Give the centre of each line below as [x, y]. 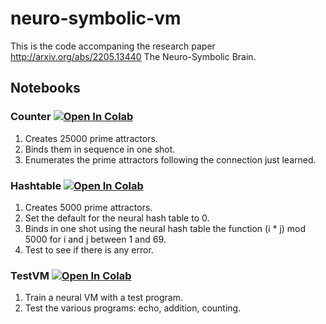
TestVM [30, 275]
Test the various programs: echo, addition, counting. [133, 308]
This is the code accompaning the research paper [113, 46]
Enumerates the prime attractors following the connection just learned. [170, 159]
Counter [31, 117]
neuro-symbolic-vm [96, 18]
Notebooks [45, 88]
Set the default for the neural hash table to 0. [117, 218]
